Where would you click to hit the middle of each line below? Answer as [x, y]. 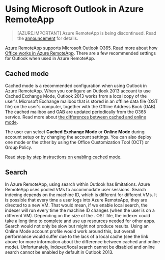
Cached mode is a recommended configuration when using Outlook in [76, 86]
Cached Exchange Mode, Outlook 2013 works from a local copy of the [76, 96]
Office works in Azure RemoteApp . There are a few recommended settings [81, 53]
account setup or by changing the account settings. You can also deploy [78, 137]
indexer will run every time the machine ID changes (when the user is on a [80, 210]
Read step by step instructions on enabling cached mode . [63, 157]
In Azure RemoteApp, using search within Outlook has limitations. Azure [78, 184]
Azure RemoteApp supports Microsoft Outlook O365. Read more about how [82, 48]
